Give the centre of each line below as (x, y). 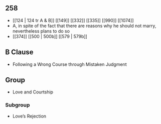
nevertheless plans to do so (41, 31)
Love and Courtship (33, 92)
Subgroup (18, 105)
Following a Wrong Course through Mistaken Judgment (69, 64)
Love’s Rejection (29, 116)
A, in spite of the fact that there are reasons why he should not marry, (84, 26)
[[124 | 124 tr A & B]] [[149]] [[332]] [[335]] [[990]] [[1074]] (73, 20)
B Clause (19, 52)
